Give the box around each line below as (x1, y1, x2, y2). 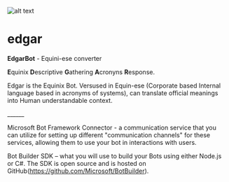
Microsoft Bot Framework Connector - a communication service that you (7, 123, 217, 132)
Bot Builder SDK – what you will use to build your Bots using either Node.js (7, 151, 222, 160)
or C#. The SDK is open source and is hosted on (7, 159, 146, 167)
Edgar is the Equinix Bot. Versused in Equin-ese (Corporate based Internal (7, 81, 221, 90)
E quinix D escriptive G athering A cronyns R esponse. (7, 67, 155, 76)
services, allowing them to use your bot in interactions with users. (7, 138, 197, 146)
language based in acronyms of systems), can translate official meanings (7, 88, 218, 97)
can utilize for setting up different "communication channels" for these (7, 130, 211, 139)
